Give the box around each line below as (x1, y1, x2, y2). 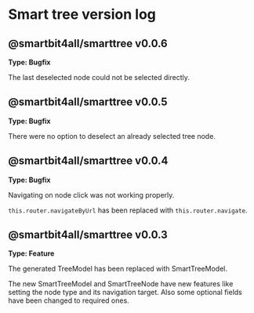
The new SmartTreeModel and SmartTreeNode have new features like (8, 279, 234, 289)
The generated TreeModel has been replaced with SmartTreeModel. (8, 264, 227, 274)
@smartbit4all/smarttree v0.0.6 (8, 37, 168, 50)
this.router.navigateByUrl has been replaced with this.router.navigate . (8, 206, 249, 215)
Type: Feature (8, 249, 55, 258)
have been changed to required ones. (8, 296, 129, 305)
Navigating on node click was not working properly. (8, 190, 175, 199)
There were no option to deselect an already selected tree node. (8, 131, 216, 140)
